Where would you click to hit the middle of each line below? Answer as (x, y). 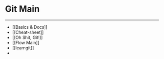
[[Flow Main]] (26, 42)
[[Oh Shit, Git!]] (27, 37)
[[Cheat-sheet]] (28, 32)
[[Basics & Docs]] (30, 27)
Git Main (22, 9)
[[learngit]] (23, 48)
